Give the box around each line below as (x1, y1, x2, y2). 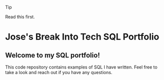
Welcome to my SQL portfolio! (5, 51, 100, 59)
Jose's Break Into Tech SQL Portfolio (5, 31, 160, 43)
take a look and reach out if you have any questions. (5, 70, 113, 75)
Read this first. (5, 14, 35, 19)
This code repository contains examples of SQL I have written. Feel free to (5, 64, 158, 70)
